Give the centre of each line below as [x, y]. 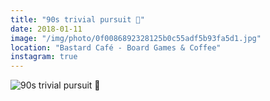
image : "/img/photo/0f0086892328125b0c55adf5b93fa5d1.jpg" [136, 38]
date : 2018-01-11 [46, 29]
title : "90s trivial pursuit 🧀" [77, 19]
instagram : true [44, 57]
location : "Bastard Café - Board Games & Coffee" [116, 47]
